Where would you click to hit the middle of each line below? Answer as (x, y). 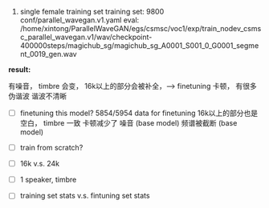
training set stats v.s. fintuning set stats (85, 196)
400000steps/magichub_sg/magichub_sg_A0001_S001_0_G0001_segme (139, 46)
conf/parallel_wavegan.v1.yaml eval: (79, 20)
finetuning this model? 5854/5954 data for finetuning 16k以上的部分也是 (139, 113)
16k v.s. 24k (40, 164)
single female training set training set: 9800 (92, 12)
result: (20, 70)
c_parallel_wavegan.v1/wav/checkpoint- (86, 37)
